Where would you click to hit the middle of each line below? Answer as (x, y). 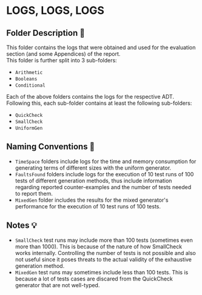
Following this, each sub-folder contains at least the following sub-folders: (99, 103)
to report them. (34, 193)
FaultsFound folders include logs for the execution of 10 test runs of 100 (104, 174)
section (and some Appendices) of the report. (63, 54)
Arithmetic (29, 73)
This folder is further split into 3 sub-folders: (62, 60)
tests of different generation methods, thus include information (93, 181)
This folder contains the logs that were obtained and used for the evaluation (101, 47)
